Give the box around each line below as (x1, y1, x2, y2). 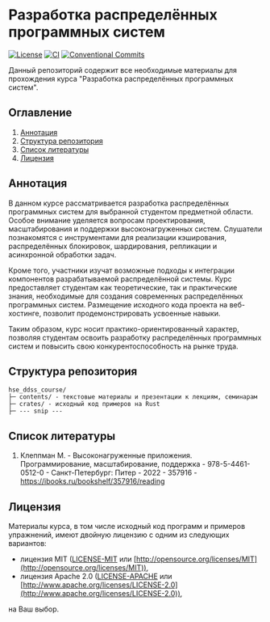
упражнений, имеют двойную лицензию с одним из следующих (8, 530, 230, 539)
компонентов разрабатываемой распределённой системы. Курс (8, 273, 232, 284)
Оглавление (8, 106, 73, 120)
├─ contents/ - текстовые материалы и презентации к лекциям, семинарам (8, 393, 258, 401)
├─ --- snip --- (8, 407, 63, 416)
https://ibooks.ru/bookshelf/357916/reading (19, 476, 165, 486)
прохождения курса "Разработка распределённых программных (8, 74, 234, 83)
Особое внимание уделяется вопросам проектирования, (8, 215, 206, 225)
